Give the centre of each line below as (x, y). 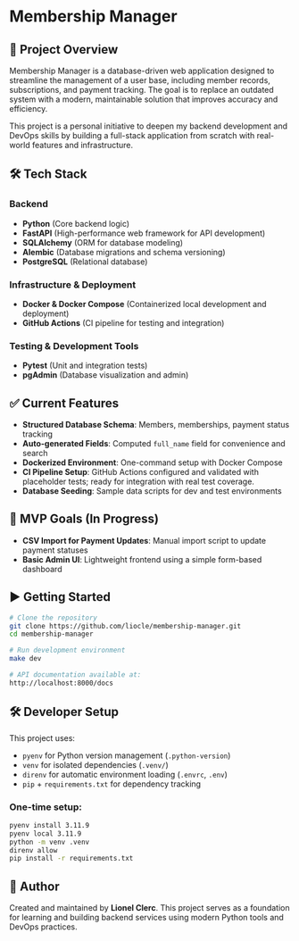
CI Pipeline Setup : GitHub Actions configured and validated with (140, 472)
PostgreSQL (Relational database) (85, 262)
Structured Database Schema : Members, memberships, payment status (156, 425)
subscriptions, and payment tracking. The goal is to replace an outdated (141, 90)
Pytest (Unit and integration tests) (85, 366)
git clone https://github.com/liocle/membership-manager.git (125, 626)
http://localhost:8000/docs (62, 683)
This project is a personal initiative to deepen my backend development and (149, 126)
